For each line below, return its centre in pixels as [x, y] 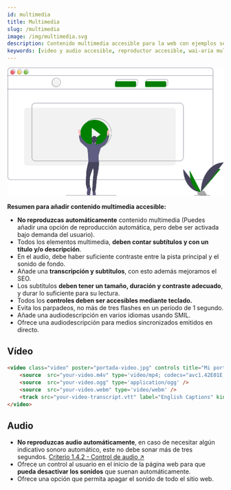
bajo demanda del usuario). [56, 234]
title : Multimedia [33, 22]
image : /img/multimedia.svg [47, 37]
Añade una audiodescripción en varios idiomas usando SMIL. [104, 315]
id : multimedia [29, 14]
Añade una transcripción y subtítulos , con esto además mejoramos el [117, 271]
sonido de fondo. [41, 264]
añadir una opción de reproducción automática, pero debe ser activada [118, 227]
